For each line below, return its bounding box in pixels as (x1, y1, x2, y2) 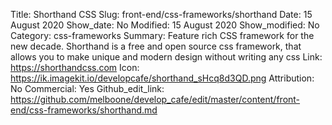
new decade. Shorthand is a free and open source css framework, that (10, 40, 302, 52)
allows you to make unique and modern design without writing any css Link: (10, 51, 323, 63)
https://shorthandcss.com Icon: (10, 62, 140, 73)
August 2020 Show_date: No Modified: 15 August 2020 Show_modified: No (10, 19, 320, 31)
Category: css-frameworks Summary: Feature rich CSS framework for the (10, 30, 315, 41)
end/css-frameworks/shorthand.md (10, 104, 158, 116)
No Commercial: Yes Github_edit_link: (10, 83, 165, 94)
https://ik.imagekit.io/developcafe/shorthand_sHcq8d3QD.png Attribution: (10, 72, 315, 84)
